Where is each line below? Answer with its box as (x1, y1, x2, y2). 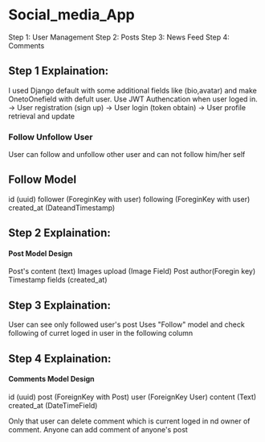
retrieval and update (8, 111, 75, 121)
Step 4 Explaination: (8, 352, 112, 366)
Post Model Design (8, 248, 73, 258)
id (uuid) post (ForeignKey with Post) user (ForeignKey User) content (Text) (8, 392, 257, 402)
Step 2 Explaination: (8, 226, 111, 240)
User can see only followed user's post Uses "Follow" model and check (8, 320, 245, 329)
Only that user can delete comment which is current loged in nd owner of (8, 416, 251, 426)
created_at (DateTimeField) (8, 400, 98, 410)
